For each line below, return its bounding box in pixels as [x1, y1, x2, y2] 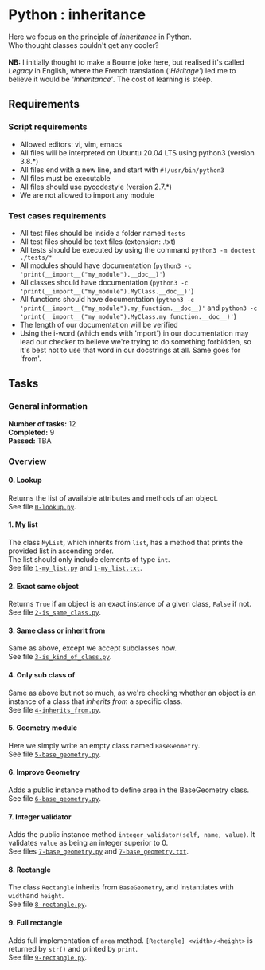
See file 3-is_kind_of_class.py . [8, 652, 112, 662]
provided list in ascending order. [8, 546, 114, 556]
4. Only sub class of [8, 670, 76, 679]
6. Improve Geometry [8, 768, 80, 777]
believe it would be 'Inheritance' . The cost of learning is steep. [8, 74, 213, 84]
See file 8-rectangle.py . [8, 899, 88, 909]
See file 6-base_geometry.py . [8, 793, 102, 803]
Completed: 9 [8, 427, 55, 437]
